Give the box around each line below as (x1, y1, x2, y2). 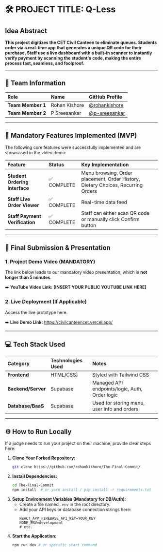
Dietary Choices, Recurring (81, 182, 143, 188)
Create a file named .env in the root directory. (19, 501, 111, 507)
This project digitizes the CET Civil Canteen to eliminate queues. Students (5, 40, 157, 45)
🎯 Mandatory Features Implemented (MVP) (5, 131, 137, 140)
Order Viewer (7, 202, 39, 208)
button (81, 222, 96, 228)
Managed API (92, 379, 123, 386)
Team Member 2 (7, 109, 47, 116)
